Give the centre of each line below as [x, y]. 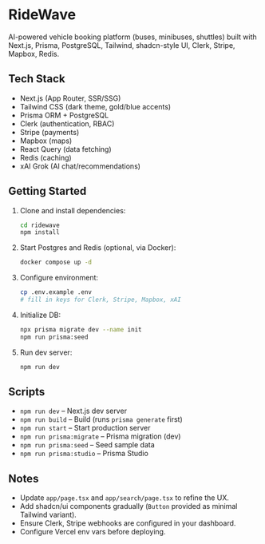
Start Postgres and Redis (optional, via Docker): [98, 248]
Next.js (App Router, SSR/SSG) [70, 98]
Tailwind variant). [48, 515]
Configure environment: [59, 278]
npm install [40, 232]
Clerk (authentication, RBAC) [67, 123]
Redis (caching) [45, 157]
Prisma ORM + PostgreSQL [64, 115]
